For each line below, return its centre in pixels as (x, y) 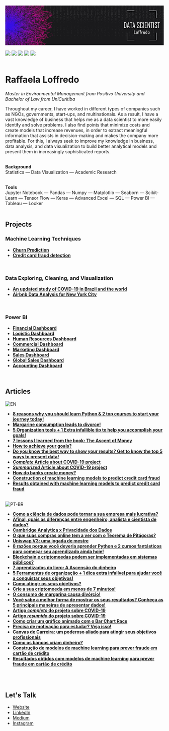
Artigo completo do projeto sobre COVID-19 (59, 611)
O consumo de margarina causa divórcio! (56, 594)
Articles (18, 391)
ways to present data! (36, 456)
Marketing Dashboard (36, 350)
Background (18, 166)
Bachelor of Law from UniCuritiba (40, 99)
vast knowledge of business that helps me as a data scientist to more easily (83, 119)
